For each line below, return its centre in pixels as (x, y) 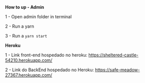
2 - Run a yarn (20, 26)
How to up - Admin (25, 7)
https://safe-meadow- (117, 70)
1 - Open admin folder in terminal (38, 17)
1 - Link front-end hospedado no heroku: (46, 55)
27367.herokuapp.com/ (29, 75)
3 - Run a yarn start (26, 36)
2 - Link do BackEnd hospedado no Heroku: (50, 70)
